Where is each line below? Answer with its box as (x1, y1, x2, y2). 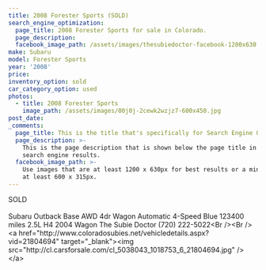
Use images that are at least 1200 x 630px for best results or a (22, 166, 246, 174)
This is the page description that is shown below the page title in (22, 144, 257, 152)
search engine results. (22, 151, 101, 159)
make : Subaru (8, 48, 51, 56)
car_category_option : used (8, 84, 97, 93)
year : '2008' (8, 63, 51, 71)
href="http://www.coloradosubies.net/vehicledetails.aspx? (18, 228, 210, 238)
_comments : (8, 122, 44, 129)
